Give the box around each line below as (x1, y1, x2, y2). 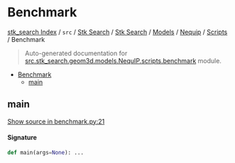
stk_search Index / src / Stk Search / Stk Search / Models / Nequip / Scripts (7, 28, 228, 36)
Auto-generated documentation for (24, 49, 128, 57)
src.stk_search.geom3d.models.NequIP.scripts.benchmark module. (24, 56, 222, 64)
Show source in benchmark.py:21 (7, 117, 105, 125)
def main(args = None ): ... (7, 149, 84, 156)
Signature (7, 133, 38, 142)
